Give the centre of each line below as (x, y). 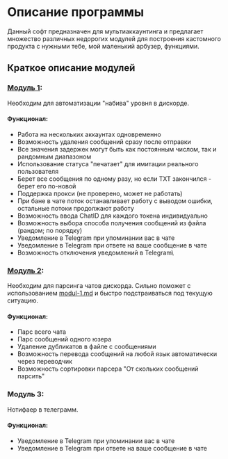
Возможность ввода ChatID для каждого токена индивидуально (113, 216)
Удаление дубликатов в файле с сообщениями (87, 347)
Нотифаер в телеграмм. (43, 409)
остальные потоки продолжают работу (75, 208)
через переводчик (45, 362)
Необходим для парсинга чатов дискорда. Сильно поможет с (99, 286)
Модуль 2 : (25, 271)
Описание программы (76, 12)
